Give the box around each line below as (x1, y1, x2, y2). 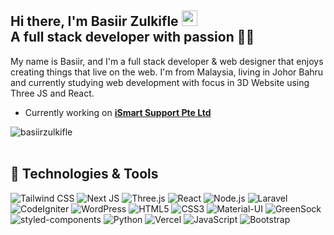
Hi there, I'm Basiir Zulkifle (10, 13, 179, 30)
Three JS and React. (10, 87, 95, 99)
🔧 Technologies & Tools (10, 166, 159, 183)
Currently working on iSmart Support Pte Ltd (24, 106, 212, 118)
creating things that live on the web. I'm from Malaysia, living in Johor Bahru (10, 66, 324, 78)
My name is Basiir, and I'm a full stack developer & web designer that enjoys (10, 55, 324, 67)
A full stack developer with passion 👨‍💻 (10, 29, 255, 46)
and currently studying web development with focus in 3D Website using (10, 76, 310, 88)
